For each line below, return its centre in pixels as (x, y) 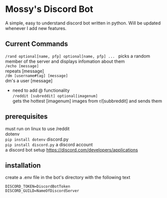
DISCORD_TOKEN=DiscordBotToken (38, 187)
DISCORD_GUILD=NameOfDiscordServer (42, 191)
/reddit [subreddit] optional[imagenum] (55, 96)
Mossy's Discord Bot (49, 9)
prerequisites (26, 116)
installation (23, 165)
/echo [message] (22, 66)
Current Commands (37, 44)
